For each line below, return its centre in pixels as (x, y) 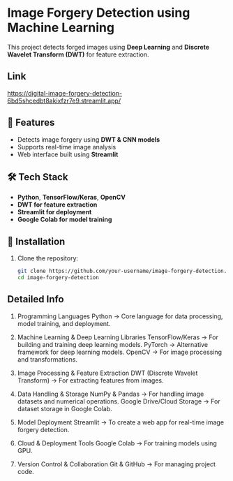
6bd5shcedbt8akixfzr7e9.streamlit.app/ (64, 101)
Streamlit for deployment (54, 212)
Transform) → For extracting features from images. (90, 380)
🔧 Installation (36, 241)
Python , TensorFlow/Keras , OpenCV (71, 198)
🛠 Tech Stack (38, 177)
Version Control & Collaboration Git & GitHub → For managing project (116, 464)
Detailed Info (36, 299)
